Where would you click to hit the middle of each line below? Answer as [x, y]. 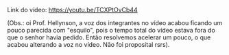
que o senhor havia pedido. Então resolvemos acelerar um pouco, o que [109, 37]
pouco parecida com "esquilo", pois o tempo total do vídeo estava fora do [111, 30]
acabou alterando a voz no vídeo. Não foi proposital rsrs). [88, 44]
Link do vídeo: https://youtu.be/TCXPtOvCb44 [73, 10]
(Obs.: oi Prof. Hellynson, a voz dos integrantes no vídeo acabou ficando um [115, 23]
